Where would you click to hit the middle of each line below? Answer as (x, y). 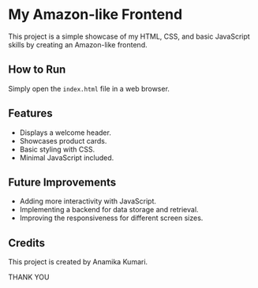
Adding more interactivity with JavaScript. (88, 201)
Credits (27, 243)
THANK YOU (29, 277)
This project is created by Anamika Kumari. (78, 262)
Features (30, 113)
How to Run (37, 70)
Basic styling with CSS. (57, 149)
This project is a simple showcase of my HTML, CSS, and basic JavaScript (129, 36)
